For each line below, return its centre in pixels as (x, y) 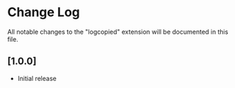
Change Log (44, 12)
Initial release (37, 78)
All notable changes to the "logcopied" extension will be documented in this (118, 32)
